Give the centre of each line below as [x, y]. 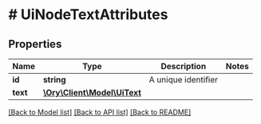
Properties [35, 44]
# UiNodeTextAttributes [88, 15]
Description [184, 66]
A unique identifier [183, 79]
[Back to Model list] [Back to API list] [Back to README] [100, 112]
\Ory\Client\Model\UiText [92, 93]
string [54, 79]
